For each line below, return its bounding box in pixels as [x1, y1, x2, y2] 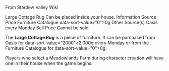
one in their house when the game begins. [5, 60, 93, 66]
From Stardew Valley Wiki [5, 5, 59, 10]
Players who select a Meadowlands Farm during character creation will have [5, 55, 164, 61]
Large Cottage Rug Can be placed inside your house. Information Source [5, 14, 156, 20]
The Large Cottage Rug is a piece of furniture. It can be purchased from [5, 35, 155, 40]
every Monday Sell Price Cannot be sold [5, 25, 89, 31]
